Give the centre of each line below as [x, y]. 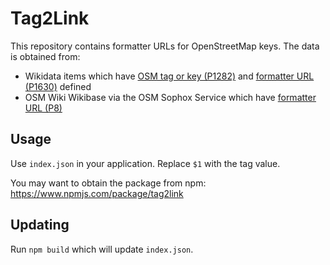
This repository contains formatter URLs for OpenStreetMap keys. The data [165, 46]
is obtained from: [45, 56]
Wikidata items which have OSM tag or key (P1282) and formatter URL [169, 76]
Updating [40, 225]
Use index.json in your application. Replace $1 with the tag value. [145, 163]
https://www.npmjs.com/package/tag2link [97, 193]
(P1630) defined [58, 86]
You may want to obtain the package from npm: [108, 183]
